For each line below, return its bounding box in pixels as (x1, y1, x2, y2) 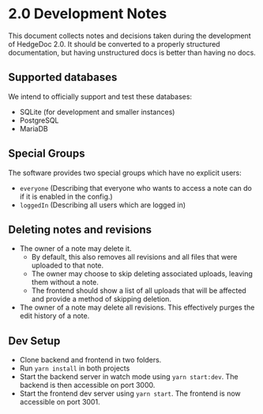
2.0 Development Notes (8, 5, 167, 23)
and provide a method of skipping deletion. (31, 294, 172, 304)
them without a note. (31, 278, 99, 287)
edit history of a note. (19, 311, 90, 321)
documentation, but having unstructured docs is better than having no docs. (8, 47, 257, 57)
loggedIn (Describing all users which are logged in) (19, 199, 186, 210)
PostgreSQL (19, 116, 59, 125)
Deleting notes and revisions (8, 222, 152, 236)
